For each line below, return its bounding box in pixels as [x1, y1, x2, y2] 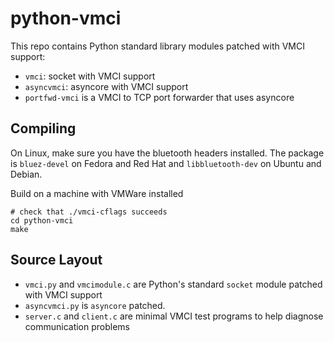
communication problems [24, 320, 131, 332]
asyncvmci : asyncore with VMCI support [24, 80, 189, 92]
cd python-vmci [10, 215, 74, 226]
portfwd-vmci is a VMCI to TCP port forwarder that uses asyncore [24, 91, 295, 103]
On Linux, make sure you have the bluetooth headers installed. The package [10, 147, 325, 159]
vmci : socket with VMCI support [24, 70, 156, 82]
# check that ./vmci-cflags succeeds [10, 207, 168, 217]
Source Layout [10, 252, 103, 269]
